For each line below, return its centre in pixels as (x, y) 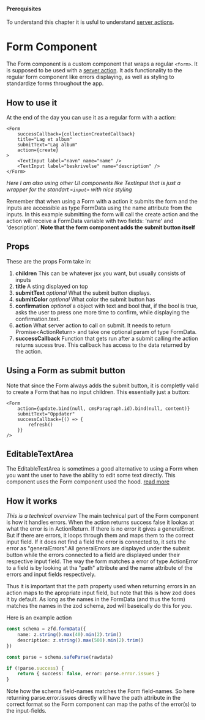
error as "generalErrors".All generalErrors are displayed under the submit (98, 548)
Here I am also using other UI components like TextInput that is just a (93, 183)
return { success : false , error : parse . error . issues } (89, 674)
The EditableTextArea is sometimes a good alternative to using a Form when (102, 469)
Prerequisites (24, 9)
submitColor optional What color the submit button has (85, 299)
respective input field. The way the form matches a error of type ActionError (102, 561)
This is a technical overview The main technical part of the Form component (102, 516)
